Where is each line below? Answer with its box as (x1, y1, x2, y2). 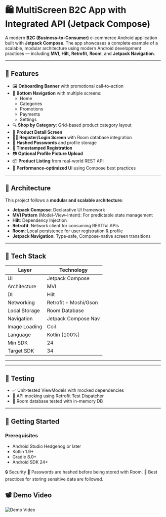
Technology (59, 266, 88, 273)
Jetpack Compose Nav (46, 315, 100, 322)
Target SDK (7, 348, 35, 355)
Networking (7, 299, 35, 306)
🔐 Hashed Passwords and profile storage (12, 140, 97, 146)
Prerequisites (5, 432, 38, 439)
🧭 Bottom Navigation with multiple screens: (12, 90, 102, 96)
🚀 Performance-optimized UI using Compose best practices (12, 165, 136, 171)
